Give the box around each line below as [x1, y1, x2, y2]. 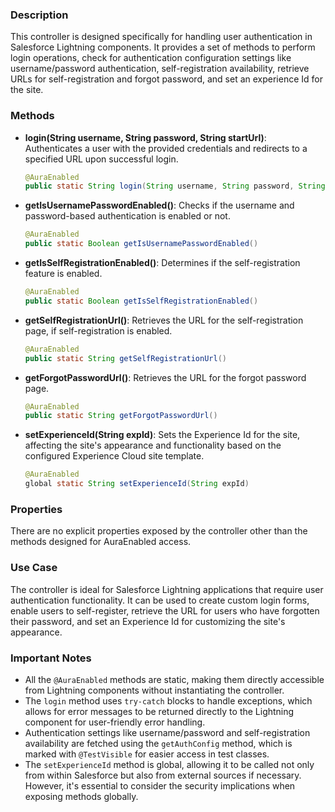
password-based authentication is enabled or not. [24, 210, 231, 222]
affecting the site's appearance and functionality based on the [24, 439, 282, 452]
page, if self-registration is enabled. [24, 324, 173, 337]
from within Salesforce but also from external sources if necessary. [24, 769, 302, 781]
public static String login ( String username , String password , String [24, 181, 326, 192]
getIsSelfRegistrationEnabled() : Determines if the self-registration [24, 257, 301, 269]
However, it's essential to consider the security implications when [24, 779, 296, 792]
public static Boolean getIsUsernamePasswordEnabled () [24, 239, 259, 249]
